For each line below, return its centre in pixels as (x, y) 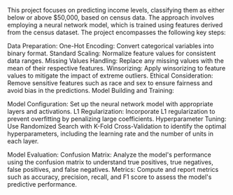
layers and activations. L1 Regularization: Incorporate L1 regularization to (111, 111)
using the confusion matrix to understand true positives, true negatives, (110, 162)
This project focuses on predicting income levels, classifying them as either (116, 10)
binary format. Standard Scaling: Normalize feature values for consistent (112, 53)
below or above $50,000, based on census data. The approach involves (111, 17)
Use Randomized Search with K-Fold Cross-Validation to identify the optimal (117, 126)
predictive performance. (42, 184)
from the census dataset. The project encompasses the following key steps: (116, 32)
